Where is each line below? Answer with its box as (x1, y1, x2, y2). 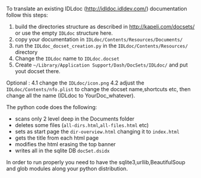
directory (14, 49, 38, 56)
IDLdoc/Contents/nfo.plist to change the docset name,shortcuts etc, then (6, 86, 191, 92)
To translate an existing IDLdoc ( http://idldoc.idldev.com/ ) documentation (6, 5, 187, 12)
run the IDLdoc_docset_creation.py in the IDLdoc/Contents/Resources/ (14, 42, 188, 49)
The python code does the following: (6, 104, 97, 110)
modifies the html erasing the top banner (14, 141, 116, 147)
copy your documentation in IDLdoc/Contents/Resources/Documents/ (14, 36, 183, 43)
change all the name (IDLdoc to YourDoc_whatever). (6, 92, 136, 99)
